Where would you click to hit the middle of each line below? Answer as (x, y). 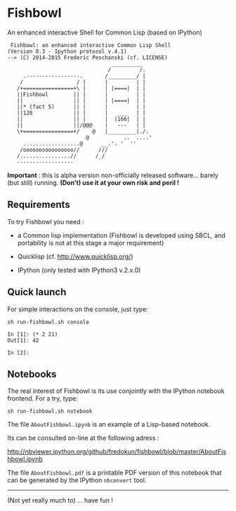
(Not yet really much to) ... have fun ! (60, 500)
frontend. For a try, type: (43, 399)
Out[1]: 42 (23, 340)
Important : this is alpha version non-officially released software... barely (113, 175)
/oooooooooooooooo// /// (64, 150)
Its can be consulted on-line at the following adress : (83, 438)
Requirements (39, 205)
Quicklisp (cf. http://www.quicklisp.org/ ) (75, 256)
